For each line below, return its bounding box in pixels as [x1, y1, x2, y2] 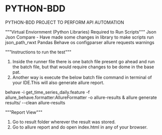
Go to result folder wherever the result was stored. [12, 119, 116, 125]
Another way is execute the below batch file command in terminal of [12, 74, 153, 80]
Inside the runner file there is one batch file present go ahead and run [12, 58, 155, 64]
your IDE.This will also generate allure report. [12, 80, 104, 86]
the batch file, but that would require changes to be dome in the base [12, 64, 154, 70]
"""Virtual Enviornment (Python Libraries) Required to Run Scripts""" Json [5, 29, 157, 35]
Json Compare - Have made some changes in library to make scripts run [5, 34, 154, 40]
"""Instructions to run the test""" [5, 49, 72, 55]
